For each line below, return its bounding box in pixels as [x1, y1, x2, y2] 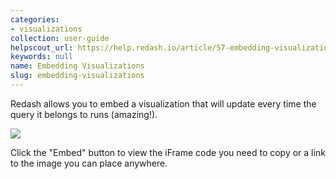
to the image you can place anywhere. [10, 157, 168, 169]
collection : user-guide [10, 33, 110, 43]
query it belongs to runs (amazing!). [10, 108, 158, 120]
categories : [10, 14, 60, 25]
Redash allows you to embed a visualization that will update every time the [10, 97, 317, 110]
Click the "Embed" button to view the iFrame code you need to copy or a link [10, 146, 326, 158]
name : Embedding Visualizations [10, 61, 145, 71]
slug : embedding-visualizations [10, 71, 145, 81]
